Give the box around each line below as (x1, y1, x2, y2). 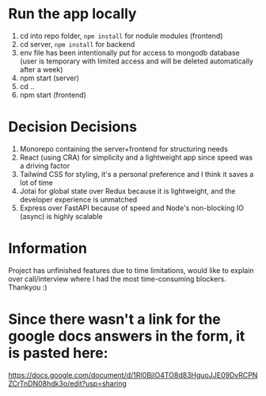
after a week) (19, 64, 63, 74)
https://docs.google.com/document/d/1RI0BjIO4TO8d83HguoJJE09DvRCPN (8, 370, 258, 379)
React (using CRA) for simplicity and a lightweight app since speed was (19, 152, 253, 162)
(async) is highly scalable (19, 211, 103, 221)
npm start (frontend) (19, 90, 87, 99)
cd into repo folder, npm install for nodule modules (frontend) (19, 31, 223, 40)
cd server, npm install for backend (19, 39, 135, 48)
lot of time (19, 178, 54, 187)
